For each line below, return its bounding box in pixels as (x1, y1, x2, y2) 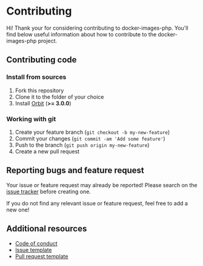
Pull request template (15, 253, 68, 260)
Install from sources (6, 73, 67, 81)
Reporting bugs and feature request (6, 165, 144, 176)
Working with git (6, 115, 56, 123)
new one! (6, 206, 30, 213)
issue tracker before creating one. (6, 188, 91, 195)
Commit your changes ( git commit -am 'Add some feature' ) (15, 135, 165, 142)
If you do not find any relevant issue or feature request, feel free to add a (6, 199, 188, 207)
